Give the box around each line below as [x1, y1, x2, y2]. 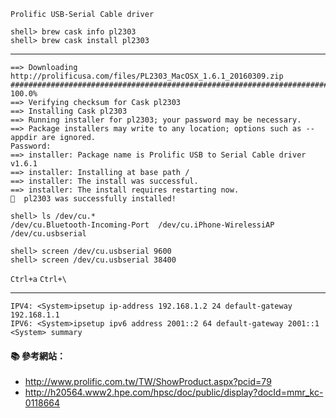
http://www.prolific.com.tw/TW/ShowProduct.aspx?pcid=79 [24, 376, 272, 388]
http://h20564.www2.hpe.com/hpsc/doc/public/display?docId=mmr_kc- [24, 386, 324, 399]
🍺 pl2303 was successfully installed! [10, 194, 177, 204]
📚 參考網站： [10, 350, 67, 362]
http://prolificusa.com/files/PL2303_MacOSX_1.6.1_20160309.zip [10, 71, 284, 81]
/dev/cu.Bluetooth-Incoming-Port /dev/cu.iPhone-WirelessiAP [10, 220, 275, 230]
